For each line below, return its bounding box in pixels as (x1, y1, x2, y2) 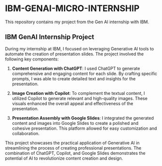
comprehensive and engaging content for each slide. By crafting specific (12, 71, 158, 76)
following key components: (5, 56, 59, 62)
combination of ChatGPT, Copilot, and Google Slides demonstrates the (5, 150, 146, 156)
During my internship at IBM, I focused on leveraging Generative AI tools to (5, 45, 154, 51)
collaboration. (12, 130, 40, 136)
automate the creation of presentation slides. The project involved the (5, 51, 144, 57)
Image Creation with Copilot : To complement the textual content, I (12, 90, 145, 96)
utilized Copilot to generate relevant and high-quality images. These (12, 95, 147, 101)
